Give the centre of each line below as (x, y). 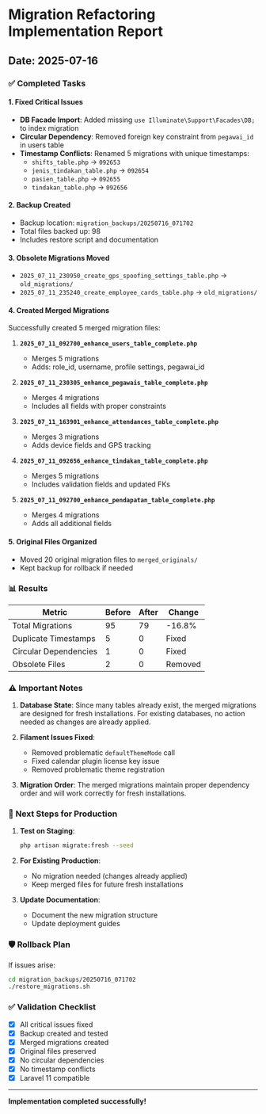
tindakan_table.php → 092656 (80, 187)
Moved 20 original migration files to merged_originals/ (108, 559)
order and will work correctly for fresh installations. (103, 793)
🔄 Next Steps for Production (63, 814)
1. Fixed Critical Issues (46, 102)
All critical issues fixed (56, 1024)
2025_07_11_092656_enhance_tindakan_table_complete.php (114, 461)
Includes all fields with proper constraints (99, 406)
